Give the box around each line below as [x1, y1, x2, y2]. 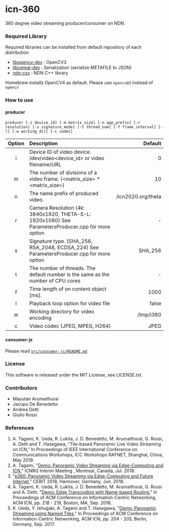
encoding [29, 314, 52, 321]
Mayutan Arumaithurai [12, 396, 59, 402]
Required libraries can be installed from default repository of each [5, 44, 142, 50]
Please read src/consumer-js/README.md [5, 348, 88, 354]
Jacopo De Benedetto [12, 401, 58, 407]
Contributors [5, 384, 38, 391]
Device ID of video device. [29, 148, 92, 155]
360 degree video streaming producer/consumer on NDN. [5, 20, 126, 26]
